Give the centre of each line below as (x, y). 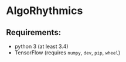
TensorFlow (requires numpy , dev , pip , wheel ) (67, 53)
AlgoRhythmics (45, 11)
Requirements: (34, 32)
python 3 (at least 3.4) (41, 46)
